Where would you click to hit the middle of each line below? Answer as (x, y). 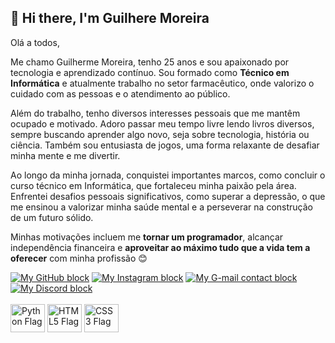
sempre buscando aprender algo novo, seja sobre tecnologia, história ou (160, 134)
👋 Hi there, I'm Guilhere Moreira (110, 18)
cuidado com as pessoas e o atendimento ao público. (120, 93)
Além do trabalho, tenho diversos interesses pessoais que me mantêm (155, 113)
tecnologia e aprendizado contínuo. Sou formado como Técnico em (150, 72)
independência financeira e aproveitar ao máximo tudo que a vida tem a (160, 247)
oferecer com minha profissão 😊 (79, 258)
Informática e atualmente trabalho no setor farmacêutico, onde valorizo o (162, 83)
